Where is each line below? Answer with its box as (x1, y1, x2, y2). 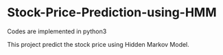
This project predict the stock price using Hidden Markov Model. (7, 40, 190, 48)
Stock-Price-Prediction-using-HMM (7, 5, 218, 20)
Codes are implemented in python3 (7, 27, 107, 35)
